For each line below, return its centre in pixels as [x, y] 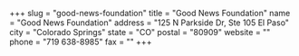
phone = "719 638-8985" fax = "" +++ [81, 42]
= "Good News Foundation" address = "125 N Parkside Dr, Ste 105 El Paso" [149, 23]
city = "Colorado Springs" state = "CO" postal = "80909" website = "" [140, 32]
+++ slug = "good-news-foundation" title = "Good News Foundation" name [150, 13]
